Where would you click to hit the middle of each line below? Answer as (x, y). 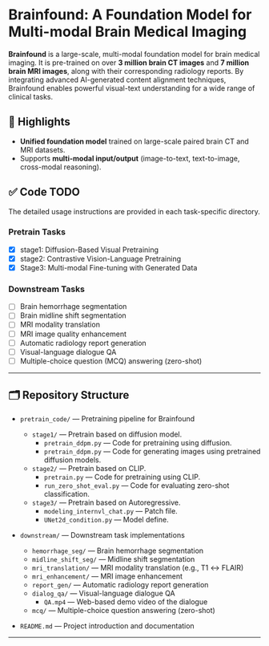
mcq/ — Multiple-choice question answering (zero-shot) (124, 610)
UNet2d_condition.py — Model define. (106, 519)
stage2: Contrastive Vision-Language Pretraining (100, 258)
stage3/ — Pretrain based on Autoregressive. (106, 502)
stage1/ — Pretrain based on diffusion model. (107, 434)
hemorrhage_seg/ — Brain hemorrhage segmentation (118, 551)
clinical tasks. (31, 96)
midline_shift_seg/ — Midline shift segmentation (113, 559)
